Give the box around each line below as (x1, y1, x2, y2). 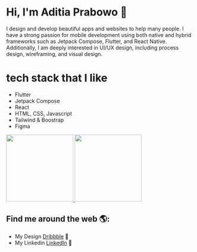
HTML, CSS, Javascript (14, 110, 73, 117)
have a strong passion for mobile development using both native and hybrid (6, 31, 192, 38)
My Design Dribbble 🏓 (14, 232, 69, 240)
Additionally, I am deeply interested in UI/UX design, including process (6, 44, 179, 51)
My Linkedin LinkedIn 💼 (14, 239, 73, 246)
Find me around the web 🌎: (6, 214, 110, 224)
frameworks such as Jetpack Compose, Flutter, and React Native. (6, 38, 167, 45)
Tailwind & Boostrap (14, 116, 64, 123)
